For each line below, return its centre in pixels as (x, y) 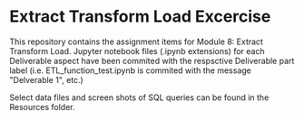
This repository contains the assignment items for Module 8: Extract (136, 42)
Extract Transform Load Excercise (140, 17)
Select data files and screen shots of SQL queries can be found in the (139, 97)
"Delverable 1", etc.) (46, 79)
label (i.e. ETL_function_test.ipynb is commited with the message (130, 70)
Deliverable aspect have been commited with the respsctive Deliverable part (152, 60)
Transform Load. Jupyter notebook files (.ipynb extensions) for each (137, 51)
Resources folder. (42, 106)
